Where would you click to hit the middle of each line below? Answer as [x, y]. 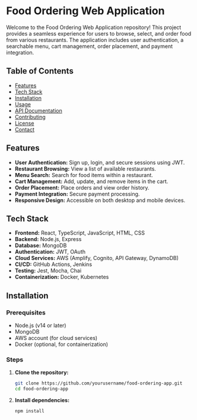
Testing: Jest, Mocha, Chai [48, 271]
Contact [24, 129]
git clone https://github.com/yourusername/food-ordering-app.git [99, 383]
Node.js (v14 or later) [40, 326]
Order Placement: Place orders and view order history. [82, 187]
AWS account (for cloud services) [56, 338]
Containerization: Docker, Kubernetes [62, 277]
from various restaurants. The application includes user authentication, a [95, 40]
